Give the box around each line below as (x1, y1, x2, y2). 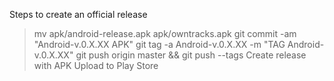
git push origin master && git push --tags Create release (75, 49, 307, 61)
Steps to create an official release (9, 9, 148, 20)
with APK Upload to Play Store (33, 60, 159, 71)
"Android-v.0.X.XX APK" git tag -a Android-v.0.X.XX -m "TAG (33, 39, 286, 50)
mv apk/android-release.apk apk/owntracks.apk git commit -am (33, 28, 297, 39)
